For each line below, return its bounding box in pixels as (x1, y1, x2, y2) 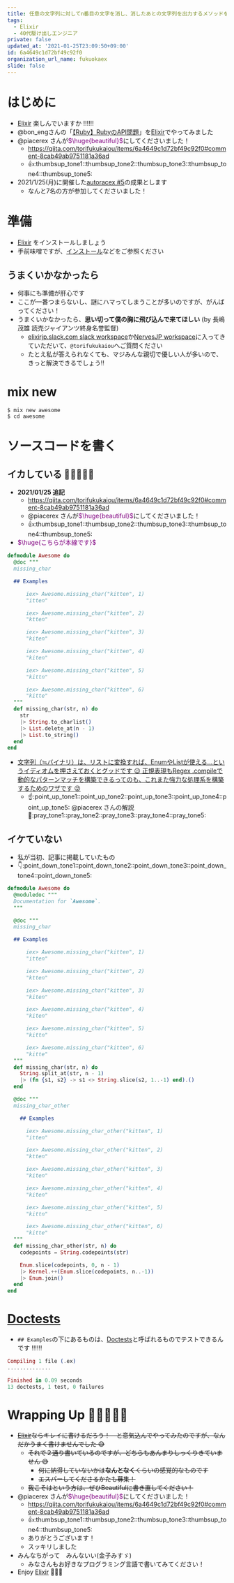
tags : (7, 17, 23, 24)
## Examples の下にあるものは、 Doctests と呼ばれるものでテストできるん (17, 1335, 224, 1343)
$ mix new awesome (7, 407, 61, 414)
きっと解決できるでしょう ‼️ (27, 359, 104, 367)
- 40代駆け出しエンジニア (13, 29, 78, 37)
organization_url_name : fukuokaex (7, 56, 108, 63)
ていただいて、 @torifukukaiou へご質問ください (27, 342, 163, 350)
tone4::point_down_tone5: (17, 871, 93, 880)
